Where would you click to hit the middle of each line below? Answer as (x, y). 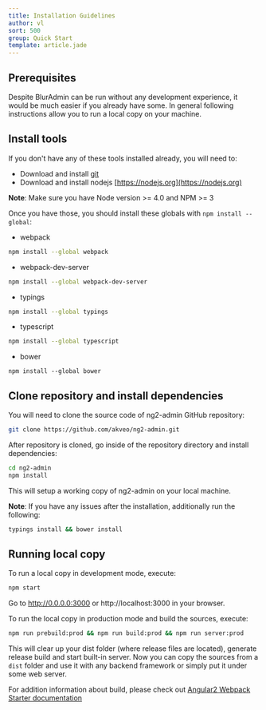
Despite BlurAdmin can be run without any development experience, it (123, 97)
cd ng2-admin (30, 468)
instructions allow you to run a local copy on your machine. (105, 113)
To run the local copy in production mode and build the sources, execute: (128, 619)
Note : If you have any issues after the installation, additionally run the (122, 506)
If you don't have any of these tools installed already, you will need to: (123, 158)
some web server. (38, 674)
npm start (25, 588)
